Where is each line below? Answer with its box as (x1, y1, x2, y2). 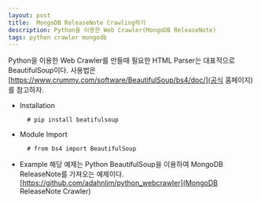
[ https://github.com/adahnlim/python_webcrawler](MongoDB (19, 178, 219, 188)
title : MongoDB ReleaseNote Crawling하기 (8, 19, 146, 27)
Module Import (19, 130, 68, 140)
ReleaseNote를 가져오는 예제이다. (19, 169, 124, 179)
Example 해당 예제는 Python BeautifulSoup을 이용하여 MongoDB (19, 160, 224, 169)
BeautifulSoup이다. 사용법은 (8, 66, 96, 75)
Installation (19, 101, 56, 111)
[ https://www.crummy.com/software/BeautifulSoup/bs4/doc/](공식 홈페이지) (8, 75, 254, 85)
